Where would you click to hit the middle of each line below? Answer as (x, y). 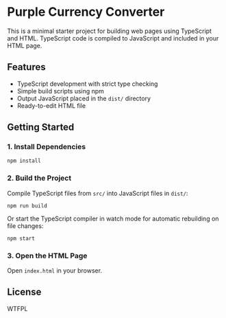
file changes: (25, 226)
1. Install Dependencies (47, 147)
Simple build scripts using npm (61, 91)
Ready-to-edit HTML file (51, 105)
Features (26, 67)
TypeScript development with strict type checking (87, 84)
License (24, 292)
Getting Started (41, 127)
